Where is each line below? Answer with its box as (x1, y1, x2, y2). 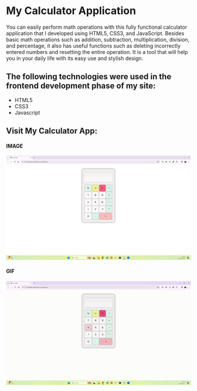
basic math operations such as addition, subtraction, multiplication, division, (6, 36, 189, 43)
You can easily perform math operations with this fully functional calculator (6, 23, 188, 31)
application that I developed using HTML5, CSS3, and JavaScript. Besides (6, 29, 185, 36)
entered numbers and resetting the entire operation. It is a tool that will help (6, 48, 188, 55)
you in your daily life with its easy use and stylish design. (6, 55, 144, 62)
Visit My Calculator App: (6, 126, 98, 136)
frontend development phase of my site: (6, 81, 156, 91)
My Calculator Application (6, 4, 137, 18)
